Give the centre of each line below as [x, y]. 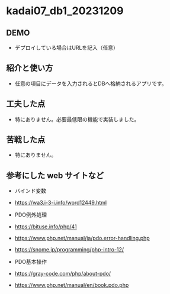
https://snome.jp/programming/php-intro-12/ [69, 250]
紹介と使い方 [30, 68]
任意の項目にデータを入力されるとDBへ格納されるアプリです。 [91, 83]
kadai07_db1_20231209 [65, 11]
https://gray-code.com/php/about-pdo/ [63, 274]
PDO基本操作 [31, 262]
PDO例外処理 [31, 215]
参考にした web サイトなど [55, 175]
